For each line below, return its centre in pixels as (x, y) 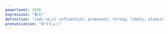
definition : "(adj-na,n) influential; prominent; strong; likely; (76, 19)
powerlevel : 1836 (23, 10)
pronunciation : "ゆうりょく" (34, 24)
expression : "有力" (25, 14)
